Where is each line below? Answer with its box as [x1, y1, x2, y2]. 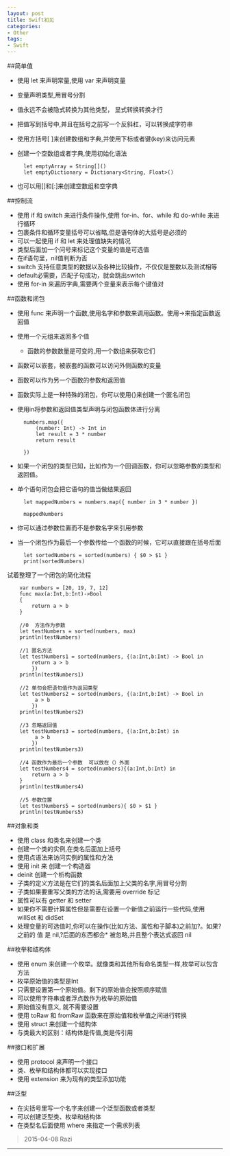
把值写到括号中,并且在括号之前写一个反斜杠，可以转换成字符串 [16, 120, 193, 128]
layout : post [7, 10, 44, 17]
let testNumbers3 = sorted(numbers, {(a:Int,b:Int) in [19, 728, 179, 735]
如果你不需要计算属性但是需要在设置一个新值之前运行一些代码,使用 [16, 905, 205, 913]
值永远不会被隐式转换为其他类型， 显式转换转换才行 [16, 106, 163, 113]
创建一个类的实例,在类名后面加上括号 [16, 845, 121, 852]
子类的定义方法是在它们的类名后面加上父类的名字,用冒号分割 [16, 879, 187, 887]
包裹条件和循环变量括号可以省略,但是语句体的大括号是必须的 [16, 228, 187, 236]
